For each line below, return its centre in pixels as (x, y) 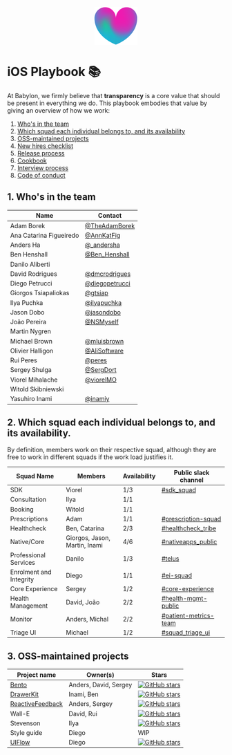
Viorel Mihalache (34, 380)
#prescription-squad (191, 519)
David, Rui (83, 714)
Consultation (28, 500)
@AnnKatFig (103, 235)
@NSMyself (102, 322)
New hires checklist (45, 146)
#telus (170, 559)
